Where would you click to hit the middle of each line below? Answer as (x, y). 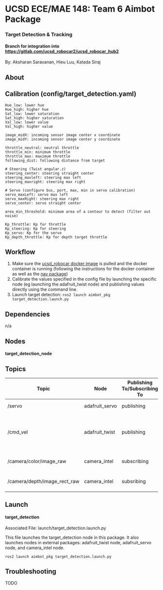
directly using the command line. (45, 289)
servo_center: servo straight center (43, 203)
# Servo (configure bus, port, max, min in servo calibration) (70, 190)
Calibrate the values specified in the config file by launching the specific (84, 279)
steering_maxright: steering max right (45, 182)
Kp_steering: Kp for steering (36, 229)
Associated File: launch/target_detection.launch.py (56, 528)
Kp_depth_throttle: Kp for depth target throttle (56, 237)
